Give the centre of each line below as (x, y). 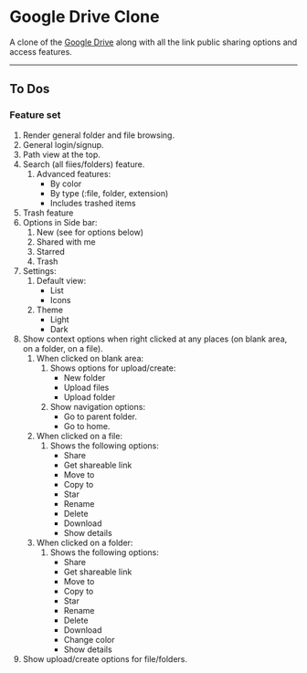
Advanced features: (74, 174)
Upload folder (90, 397)
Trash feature (48, 213)
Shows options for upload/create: (113, 368)
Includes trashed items (93, 203)
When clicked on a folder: (85, 542)
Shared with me (66, 242)
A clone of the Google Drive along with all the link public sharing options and (153, 42)
